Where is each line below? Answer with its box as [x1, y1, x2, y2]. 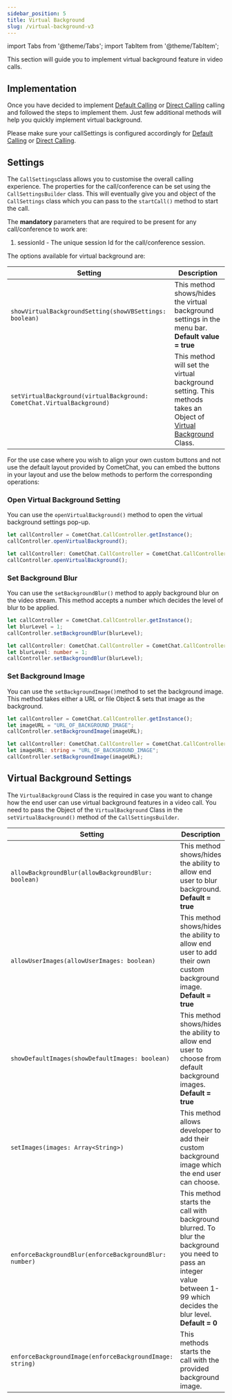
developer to [180, 1125, 221, 1135]
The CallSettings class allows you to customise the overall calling [7, 175, 194, 183]
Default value [174, 332, 220, 341]
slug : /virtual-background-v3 [7, 23, 95, 30]
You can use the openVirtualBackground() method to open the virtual [7, 511, 203, 519]
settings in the [174, 315, 221, 324]
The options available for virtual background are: [7, 252, 146, 260]
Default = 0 [180, 1318, 217, 1327]
